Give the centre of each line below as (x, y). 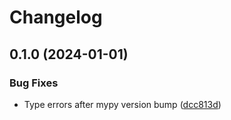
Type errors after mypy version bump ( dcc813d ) (122, 104)
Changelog (56, 17)
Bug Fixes (34, 83)
